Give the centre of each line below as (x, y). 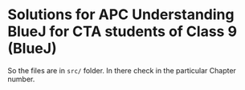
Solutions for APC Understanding (121, 15)
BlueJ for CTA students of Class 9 (122, 31)
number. (21, 79)
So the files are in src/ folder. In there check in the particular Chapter (122, 70)
